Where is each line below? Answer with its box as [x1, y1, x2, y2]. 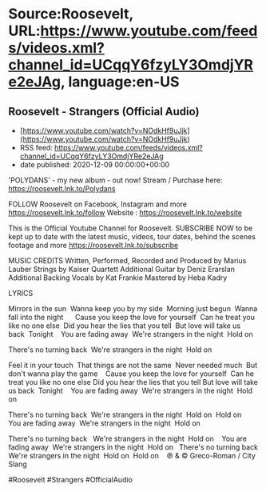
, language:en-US [60, 73, 180, 91]
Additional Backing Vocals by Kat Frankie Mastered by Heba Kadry [8, 273, 228, 282]
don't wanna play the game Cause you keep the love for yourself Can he [8, 369, 254, 378]
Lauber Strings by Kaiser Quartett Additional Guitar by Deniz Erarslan [8, 265, 236, 274]
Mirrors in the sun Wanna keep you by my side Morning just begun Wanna [8, 304, 258, 313]
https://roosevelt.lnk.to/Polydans [8, 184, 116, 193]
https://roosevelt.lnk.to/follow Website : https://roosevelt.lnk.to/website [8, 208, 242, 217]
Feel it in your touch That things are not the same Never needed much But [8, 361, 258, 370]
